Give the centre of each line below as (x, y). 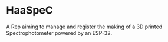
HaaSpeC (29, 10)
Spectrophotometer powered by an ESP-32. (59, 33)
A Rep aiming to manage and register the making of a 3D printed (84, 27)
